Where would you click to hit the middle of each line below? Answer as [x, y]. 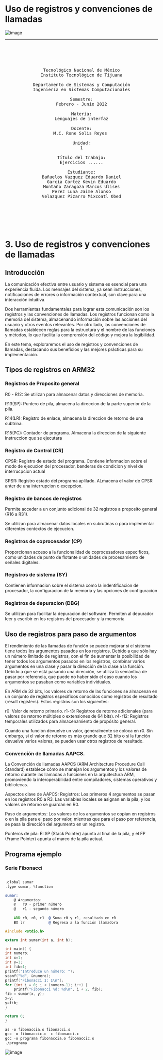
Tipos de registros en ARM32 [50, 370]
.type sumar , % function [29, 887]
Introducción [25, 273]
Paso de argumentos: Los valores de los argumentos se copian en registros [81, 814]
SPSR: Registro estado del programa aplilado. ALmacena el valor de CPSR [79, 480]
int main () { [18, 949]
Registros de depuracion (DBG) [42, 603]
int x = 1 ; [14, 958]
